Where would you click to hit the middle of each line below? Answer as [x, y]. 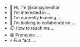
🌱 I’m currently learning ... [35, 18]
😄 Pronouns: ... [25, 35]
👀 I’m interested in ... [30, 12]
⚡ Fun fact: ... [23, 40]
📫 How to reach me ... [32, 28]
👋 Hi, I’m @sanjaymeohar [35, 7]
